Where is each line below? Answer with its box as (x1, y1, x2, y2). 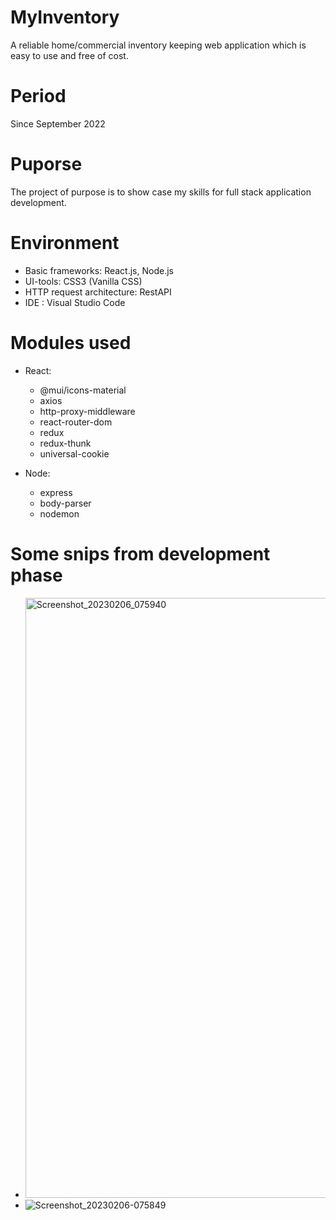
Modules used (10, 331, 132, 354)
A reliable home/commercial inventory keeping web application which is (10, 39, 307, 51)
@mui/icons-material (39, 384, 127, 396)
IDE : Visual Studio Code (24, 296, 126, 308)
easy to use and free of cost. (10, 49, 129, 61)
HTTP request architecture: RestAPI (24, 286, 172, 298)
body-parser (39, 497, 92, 509)
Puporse (10, 153, 83, 176)
